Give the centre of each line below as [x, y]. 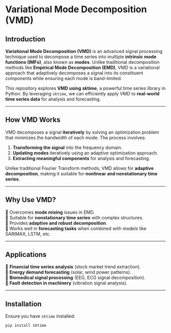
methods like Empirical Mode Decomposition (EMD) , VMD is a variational [82, 68]
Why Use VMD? [31, 200]
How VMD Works [33, 120]
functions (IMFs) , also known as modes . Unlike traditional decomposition [82, 62]
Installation [23, 304]
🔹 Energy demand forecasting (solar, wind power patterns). [68, 272]
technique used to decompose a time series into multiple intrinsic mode [81, 57]
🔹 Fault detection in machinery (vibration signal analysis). [66, 283]
